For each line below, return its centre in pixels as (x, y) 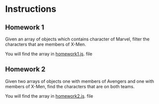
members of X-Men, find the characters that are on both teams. (70, 86)
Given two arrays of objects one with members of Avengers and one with (80, 81)
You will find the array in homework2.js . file (49, 96)
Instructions (31, 9)
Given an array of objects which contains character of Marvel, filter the (77, 39)
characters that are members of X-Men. (46, 44)
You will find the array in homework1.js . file (49, 54)
